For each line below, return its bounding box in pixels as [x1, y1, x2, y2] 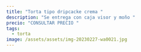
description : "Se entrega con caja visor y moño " [6, 14, 136, 20]
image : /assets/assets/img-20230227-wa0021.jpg [6, 36, 128, 42]
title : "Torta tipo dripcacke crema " [6, 8, 103, 15]
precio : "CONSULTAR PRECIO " [6, 20, 79, 26]
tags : [6, 25, 20, 32]
